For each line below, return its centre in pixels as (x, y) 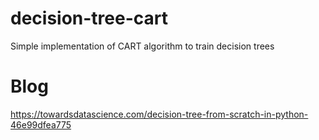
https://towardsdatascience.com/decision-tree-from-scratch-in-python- (159, 114)
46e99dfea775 (41, 124)
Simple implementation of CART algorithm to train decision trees (142, 46)
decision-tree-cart (89, 18)
